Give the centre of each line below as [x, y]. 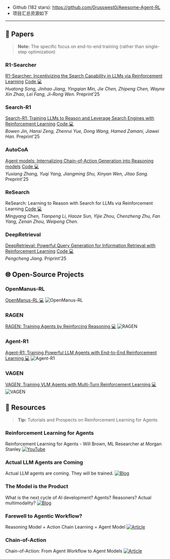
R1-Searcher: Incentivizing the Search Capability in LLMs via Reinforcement [84, 76]
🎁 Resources [26, 408]
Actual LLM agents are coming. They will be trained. [59, 473]
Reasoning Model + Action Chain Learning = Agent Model [65, 527]
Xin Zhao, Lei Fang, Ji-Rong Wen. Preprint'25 [53, 94]
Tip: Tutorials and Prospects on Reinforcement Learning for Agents [88, 420]
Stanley [13, 449]
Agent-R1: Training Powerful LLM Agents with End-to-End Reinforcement [81, 352]
